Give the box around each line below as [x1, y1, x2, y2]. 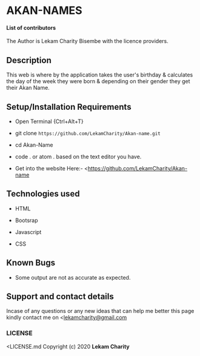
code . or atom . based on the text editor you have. [15, 153, 142, 161]
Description [6, 55, 52, 65]
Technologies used [6, 189, 80, 199]
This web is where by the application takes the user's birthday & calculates [6, 71, 193, 79]
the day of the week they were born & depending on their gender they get [6, 78, 190, 85]
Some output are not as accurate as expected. [15, 274, 131, 281]
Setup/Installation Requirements [6, 101, 132, 112]
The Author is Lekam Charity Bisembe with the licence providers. [6, 38, 168, 45]
